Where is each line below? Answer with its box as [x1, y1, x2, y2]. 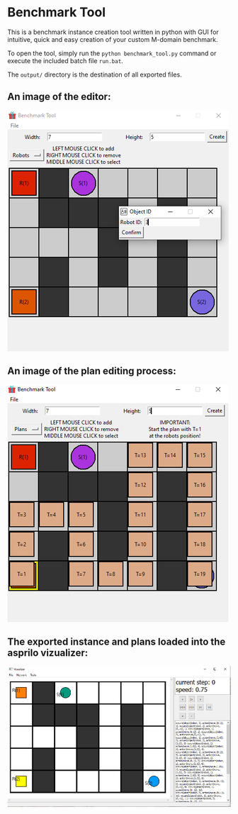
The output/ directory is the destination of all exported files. [7, 70, 182, 79]
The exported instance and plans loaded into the [7, 635, 226, 647]
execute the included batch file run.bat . [7, 56, 124, 65]
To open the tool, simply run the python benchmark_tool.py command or [7, 49, 217, 57]
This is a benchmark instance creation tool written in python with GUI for [7, 28, 220, 36]
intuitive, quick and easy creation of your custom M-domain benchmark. [7, 35, 218, 43]
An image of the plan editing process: [7, 365, 176, 377]
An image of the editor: [7, 91, 111, 103]
